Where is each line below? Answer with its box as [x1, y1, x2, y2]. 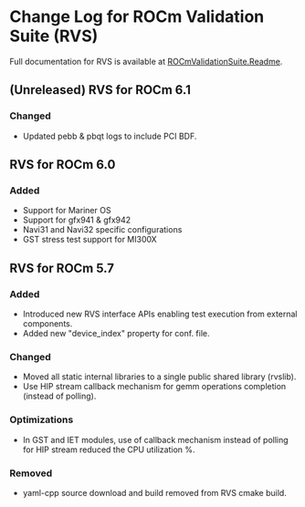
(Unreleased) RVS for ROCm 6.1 [9, 82, 192, 98]
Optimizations [9, 413, 74, 426]
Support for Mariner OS [22, 205, 111, 216]
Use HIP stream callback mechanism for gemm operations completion [22, 381, 287, 392]
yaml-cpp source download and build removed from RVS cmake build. [22, 487, 288, 498]
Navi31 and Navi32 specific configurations [22, 224, 183, 235]
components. [22, 318, 73, 329]
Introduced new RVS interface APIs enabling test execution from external [22, 308, 299, 319]
